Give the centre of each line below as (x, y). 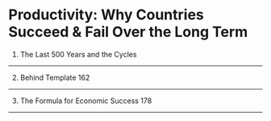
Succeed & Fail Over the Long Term (128, 32)
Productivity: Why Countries (106, 15)
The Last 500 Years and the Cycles (78, 54)
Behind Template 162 (55, 77)
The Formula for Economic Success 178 (86, 100)
